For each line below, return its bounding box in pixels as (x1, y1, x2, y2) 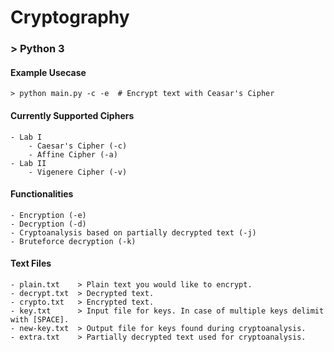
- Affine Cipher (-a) (28, 149, 118, 160)
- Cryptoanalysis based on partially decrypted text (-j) (10, 227, 257, 238)
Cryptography (10, 6, 130, 29)
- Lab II (10, 158, 47, 168)
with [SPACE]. (10, 314, 70, 325)
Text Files (10, 257, 52, 270)
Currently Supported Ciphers (10, 109, 135, 121)
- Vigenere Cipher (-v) (28, 167, 128, 177)
